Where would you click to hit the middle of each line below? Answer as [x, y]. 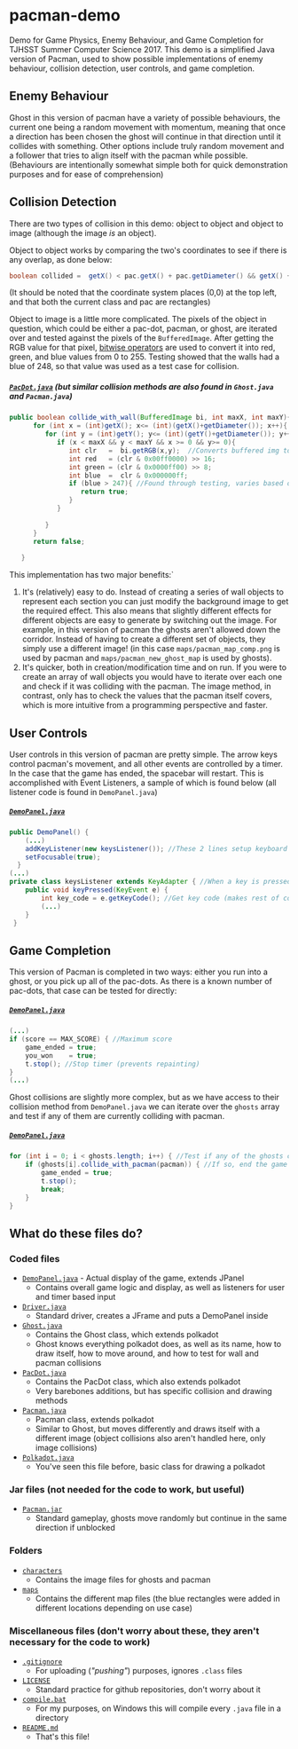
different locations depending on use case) [114, 1608]
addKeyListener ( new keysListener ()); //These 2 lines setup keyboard [157, 848]
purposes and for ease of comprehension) [86, 174]
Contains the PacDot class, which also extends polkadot [138, 1382]
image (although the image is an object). [83, 232]
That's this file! [63, 1737]
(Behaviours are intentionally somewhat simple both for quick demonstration [149, 164]
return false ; [59, 541]
